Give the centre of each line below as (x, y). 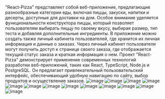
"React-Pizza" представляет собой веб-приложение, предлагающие (78, 7)
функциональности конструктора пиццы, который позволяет (70, 23)
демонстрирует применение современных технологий (78, 60)
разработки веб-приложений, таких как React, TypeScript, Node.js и (77, 65)
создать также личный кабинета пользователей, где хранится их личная (82, 39)
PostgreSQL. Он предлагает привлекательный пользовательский (74, 70)
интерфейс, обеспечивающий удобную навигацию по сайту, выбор (77, 75)
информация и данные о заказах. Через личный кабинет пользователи (81, 44)
